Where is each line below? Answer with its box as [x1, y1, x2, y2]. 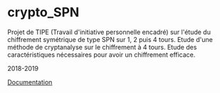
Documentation [7, 77, 53, 86]
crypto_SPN [7, 4, 80, 21]
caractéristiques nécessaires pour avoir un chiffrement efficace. [7, 50, 196, 59]
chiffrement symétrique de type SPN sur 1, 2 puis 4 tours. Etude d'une [7, 35, 214, 43]
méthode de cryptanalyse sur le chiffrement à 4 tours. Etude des [7, 43, 197, 51]
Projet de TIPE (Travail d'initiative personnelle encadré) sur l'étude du [7, 28, 211, 36]
